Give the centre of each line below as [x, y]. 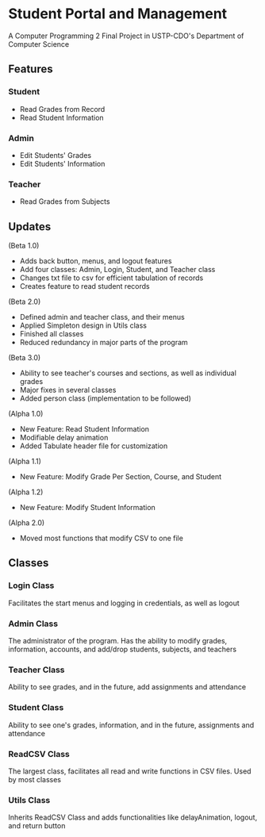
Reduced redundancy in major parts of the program [104, 343]
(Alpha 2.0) [27, 523]
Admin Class [33, 624]
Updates [30, 227]
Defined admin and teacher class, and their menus [102, 317]
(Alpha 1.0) [26, 414]
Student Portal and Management [118, 14]
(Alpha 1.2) [26, 492]
